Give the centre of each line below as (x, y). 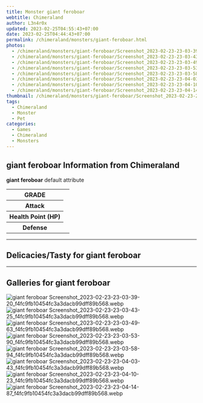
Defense (35, 227)
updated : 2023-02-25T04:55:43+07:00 (52, 29)
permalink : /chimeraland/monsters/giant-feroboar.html (77, 40)
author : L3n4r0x (27, 23)
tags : (13, 101)
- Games (21, 130)
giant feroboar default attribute (45, 180)
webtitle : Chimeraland (35, 17)
